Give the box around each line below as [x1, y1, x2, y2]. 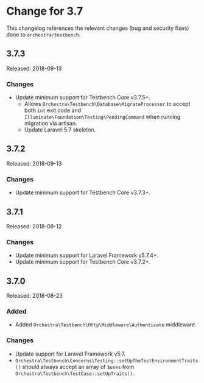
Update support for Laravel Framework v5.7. [15, 350, 126, 357]
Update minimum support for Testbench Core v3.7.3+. [15, 189, 151, 196]
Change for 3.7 [6, 4, 83, 18]
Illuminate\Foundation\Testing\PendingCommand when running [24, 113, 181, 121]
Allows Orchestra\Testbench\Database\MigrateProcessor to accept [24, 100, 191, 108]
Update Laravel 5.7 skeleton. [24, 126, 96, 133]
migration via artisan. [24, 120, 77, 127]
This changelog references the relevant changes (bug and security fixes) [6, 24, 189, 32]
